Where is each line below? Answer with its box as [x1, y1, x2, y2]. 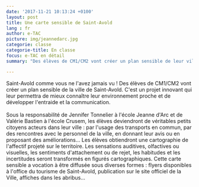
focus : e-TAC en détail [6, 53, 65, 59]
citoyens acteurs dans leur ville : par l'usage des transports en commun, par [6, 124, 192, 131]
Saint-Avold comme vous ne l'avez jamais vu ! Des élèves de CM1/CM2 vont [6, 79, 191, 86]
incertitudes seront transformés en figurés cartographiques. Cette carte [6, 155, 182, 162]
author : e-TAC [6, 31, 41, 37]
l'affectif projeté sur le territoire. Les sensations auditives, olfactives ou [6, 143, 179, 150]
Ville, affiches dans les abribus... [6, 174, 86, 181]
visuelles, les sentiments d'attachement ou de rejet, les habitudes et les [6, 149, 181, 156]
